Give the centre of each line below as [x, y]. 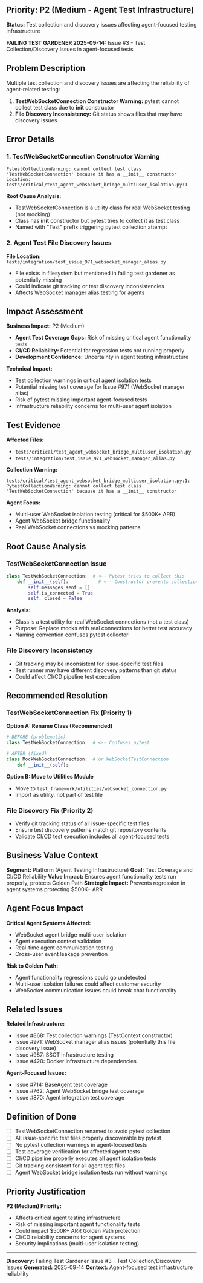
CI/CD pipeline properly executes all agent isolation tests [85, 1158]
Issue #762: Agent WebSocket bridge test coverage [79, 1091]
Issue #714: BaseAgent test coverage [61, 1085]
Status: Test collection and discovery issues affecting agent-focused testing [101, 24]
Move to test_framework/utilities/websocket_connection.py [91, 788]
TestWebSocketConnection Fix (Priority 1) [69, 713]
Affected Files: [25, 440]
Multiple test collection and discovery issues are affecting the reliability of [98, 83]
